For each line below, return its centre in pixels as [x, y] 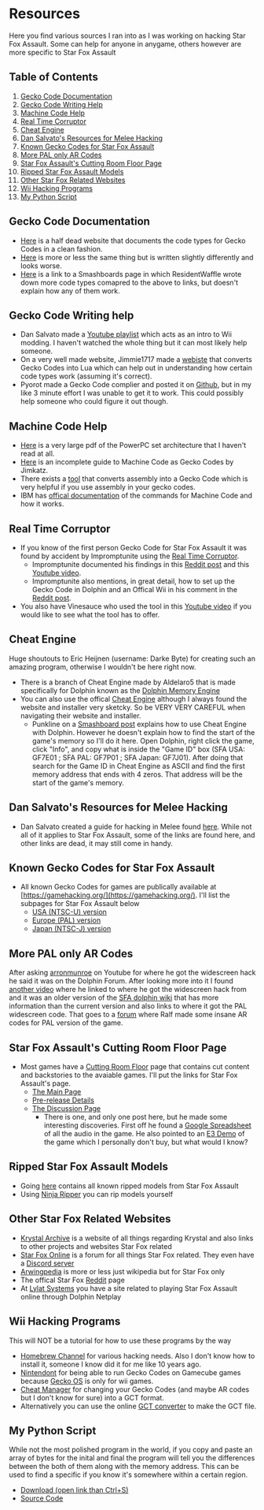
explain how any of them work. [70, 291]
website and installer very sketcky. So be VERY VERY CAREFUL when [133, 707]
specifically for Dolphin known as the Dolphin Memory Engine [120, 690]
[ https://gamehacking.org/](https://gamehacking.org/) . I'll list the [125, 895]
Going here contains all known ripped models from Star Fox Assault [129, 1186]
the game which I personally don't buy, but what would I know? [146, 1142]
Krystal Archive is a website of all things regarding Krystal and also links [137, 1238]
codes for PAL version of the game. [66, 1023]
